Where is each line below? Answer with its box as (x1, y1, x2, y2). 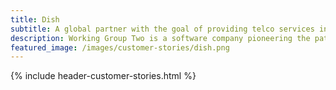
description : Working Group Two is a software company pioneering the (10, 33, 311, 43)
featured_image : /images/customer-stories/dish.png (10, 42, 230, 53)
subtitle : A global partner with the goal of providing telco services (10, 24, 315, 34)
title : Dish (10, 14, 60, 25)
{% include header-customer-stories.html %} (10, 70, 197, 82)
